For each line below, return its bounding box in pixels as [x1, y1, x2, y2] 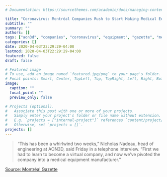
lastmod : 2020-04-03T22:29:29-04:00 [5, 48, 81, 54]
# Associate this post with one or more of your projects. [5, 108, 135, 114]
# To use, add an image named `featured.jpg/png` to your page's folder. [5, 72, 162, 77]
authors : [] [5, 30, 30, 35]
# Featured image [5, 67, 41, 72]
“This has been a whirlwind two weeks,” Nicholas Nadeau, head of [17, 141, 154, 147]
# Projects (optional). [5, 104, 55, 109]
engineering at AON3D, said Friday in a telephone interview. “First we [17, 146, 159, 152]
